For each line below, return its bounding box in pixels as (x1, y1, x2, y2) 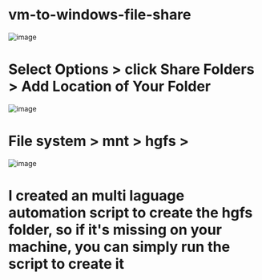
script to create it (8, 255, 125, 273)
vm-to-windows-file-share (8, 6, 191, 24)
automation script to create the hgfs (8, 204, 253, 221)
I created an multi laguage (8, 187, 185, 205)
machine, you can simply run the (8, 238, 231, 256)
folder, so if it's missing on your (8, 221, 223, 238)
